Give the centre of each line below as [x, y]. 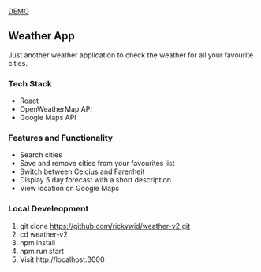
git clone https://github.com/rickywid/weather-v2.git [105, 226]
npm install [37, 242]
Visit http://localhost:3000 [62, 259]
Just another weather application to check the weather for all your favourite [131, 55]
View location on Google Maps [69, 189]
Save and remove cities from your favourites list [97, 164]
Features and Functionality [60, 138]
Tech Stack [30, 83]
